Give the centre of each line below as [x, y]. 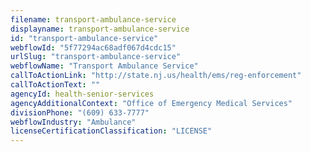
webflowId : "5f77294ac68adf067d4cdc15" [93, 47]
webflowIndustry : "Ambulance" [73, 122]
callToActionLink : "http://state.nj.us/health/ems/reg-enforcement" [156, 76]
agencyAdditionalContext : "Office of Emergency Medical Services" [151, 103]
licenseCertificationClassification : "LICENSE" [111, 131]
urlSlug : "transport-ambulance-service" [96, 57]
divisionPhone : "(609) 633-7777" [80, 112]
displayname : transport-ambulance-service [100, 29]
